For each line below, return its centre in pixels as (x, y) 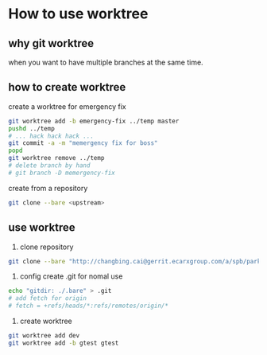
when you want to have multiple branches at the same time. (106, 62)
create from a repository (48, 188)
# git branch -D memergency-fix (62, 173)
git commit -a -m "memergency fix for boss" (83, 143)
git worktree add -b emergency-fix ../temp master (94, 121)
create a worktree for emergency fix (67, 106)
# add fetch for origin (48, 298)
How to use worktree (78, 14)
